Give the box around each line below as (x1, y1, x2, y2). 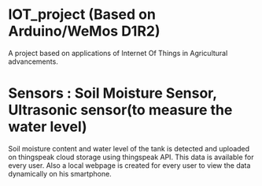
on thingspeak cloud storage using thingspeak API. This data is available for (8, 152, 254, 162)
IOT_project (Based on (8, 6, 156, 24)
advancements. (8, 57, 59, 66)
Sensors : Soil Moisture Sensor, (8, 84, 217, 102)
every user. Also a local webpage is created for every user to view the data (8, 160, 251, 170)
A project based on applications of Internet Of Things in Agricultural (8, 48, 228, 58)
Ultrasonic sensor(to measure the (8, 101, 233, 119)
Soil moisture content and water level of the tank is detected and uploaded (8, 143, 250, 153)
